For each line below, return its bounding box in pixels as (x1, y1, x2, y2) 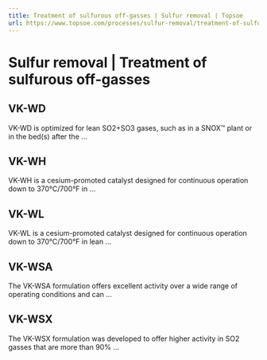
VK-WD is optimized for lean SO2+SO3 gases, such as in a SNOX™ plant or (8, 123, 253, 132)
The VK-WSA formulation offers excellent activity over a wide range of (8, 280, 238, 291)
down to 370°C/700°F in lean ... (8, 237, 112, 247)
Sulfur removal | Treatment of (8, 53, 207, 72)
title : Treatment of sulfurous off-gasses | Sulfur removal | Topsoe (8, 11, 244, 20)
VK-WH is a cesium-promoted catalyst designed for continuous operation (8, 176, 249, 186)
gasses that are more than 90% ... (8, 342, 119, 351)
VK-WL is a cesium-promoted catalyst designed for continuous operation (8, 229, 248, 238)
